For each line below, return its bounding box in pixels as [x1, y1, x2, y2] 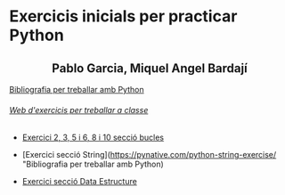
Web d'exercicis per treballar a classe [9, 104, 149, 115]
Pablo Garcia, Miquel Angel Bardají [52, 61, 248, 76]
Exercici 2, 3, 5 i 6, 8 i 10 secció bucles [21, 132, 165, 143]
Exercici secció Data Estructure [21, 176, 138, 187]
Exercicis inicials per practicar [9, 6, 238, 27]
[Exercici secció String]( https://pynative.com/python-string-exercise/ [21, 150, 277, 160]
